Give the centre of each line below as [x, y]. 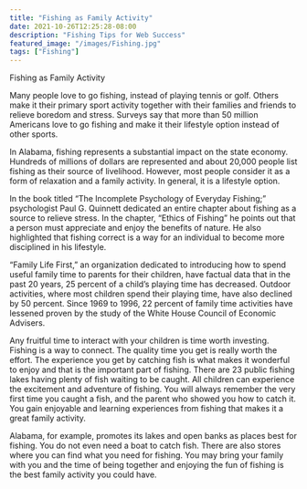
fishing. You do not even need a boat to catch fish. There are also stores [145, 446]
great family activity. [48, 418]
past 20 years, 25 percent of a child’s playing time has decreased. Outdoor [150, 285]
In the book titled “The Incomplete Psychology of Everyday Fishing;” [138, 199]
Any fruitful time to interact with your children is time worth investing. [139, 341]
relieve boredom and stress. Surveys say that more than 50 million [134, 115]
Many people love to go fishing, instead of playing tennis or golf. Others [144, 96]
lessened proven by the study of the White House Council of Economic [143, 313]
